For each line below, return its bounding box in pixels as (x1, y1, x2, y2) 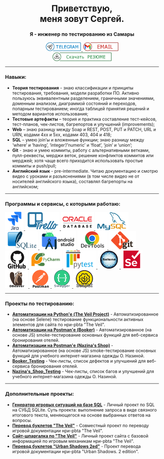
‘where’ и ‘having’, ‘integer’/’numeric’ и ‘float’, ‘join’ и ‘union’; (12, 142, 133, 148)
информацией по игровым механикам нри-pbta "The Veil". (12, 438, 134, 444)
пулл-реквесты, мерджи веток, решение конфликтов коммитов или (12, 152, 154, 158)
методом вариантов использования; (12, 111, 89, 116)
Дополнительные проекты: (5, 390, 74, 397)
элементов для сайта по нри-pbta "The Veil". (12, 321, 105, 328)
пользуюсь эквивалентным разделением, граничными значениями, (12, 95, 155, 101)
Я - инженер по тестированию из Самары (29, 31, 135, 38)
